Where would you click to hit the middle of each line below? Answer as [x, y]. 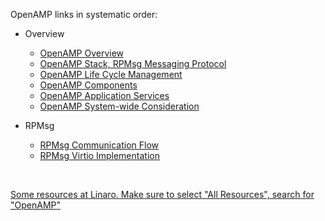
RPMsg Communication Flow [99, 145]
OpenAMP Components [88, 85]
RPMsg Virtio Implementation [99, 155]
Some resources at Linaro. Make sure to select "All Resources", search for [162, 194]
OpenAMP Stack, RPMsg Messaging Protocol [133, 63]
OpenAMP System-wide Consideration [119, 106]
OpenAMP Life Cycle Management [111, 74]
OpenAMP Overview [82, 53]
